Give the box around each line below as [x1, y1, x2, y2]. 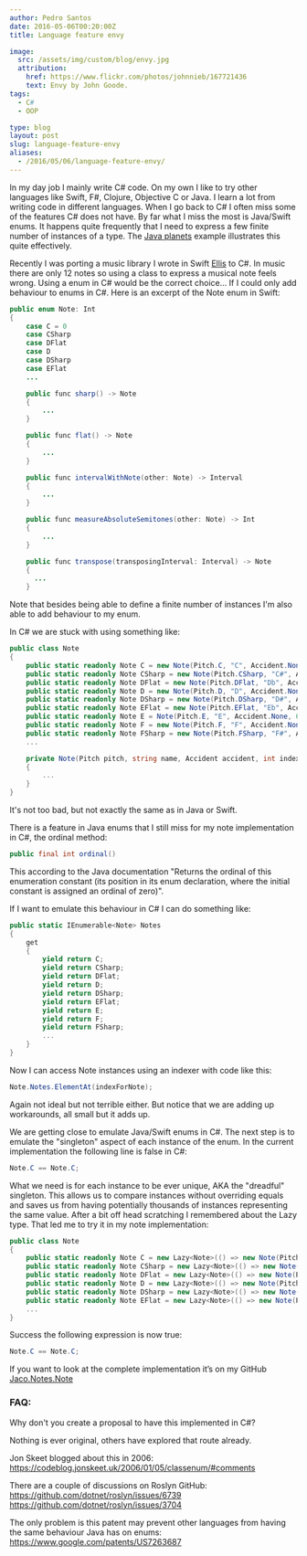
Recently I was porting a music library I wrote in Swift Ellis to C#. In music [9, 258, 286, 269]
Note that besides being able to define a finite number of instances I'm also [9, 599, 292, 610]
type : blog [9, 122, 51, 132]
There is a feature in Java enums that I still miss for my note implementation [9, 822, 294, 832]
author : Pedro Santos [9, 13, 92, 23]
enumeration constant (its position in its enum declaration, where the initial [9, 875, 291, 886]
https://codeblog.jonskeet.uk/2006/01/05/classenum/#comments [9, 1462, 256, 1473]
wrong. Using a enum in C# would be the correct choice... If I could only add [9, 277, 297, 288]
